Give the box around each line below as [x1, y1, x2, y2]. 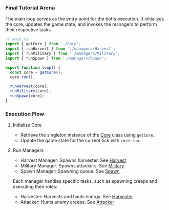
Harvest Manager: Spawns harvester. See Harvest [20, 157, 126, 163]
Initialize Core [12, 122, 42, 128]
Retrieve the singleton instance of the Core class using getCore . [20, 132, 155, 138]
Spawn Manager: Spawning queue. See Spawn [20, 168, 120, 175]
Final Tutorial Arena [5, 4, 55, 11]
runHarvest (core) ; [10, 84, 50, 89]
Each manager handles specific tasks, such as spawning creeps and [12, 178, 158, 184]
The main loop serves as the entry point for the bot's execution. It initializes [5, 16, 164, 22]
